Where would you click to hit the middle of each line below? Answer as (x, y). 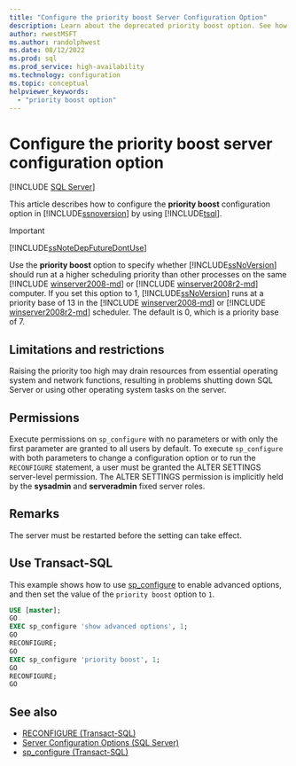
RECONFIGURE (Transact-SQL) (79, 733)
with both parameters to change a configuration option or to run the (132, 457)
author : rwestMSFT (43, 34)
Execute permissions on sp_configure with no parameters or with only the (144, 439)
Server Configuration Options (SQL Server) (101, 743)
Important (27, 231)
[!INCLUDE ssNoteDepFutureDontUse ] (78, 248)
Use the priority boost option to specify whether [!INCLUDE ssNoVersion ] (143, 265)
